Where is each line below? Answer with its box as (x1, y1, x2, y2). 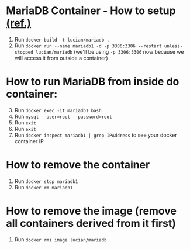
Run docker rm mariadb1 (14, 184, 73, 191)
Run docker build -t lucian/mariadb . (14, 36, 110, 43)
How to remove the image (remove (6, 205, 177, 217)
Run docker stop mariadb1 (14, 177, 78, 185)
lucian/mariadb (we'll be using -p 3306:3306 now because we (36, 48, 184, 55)
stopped (14, 49, 33, 55)
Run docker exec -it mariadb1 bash (14, 106, 102, 113)
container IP (14, 137, 44, 144)
